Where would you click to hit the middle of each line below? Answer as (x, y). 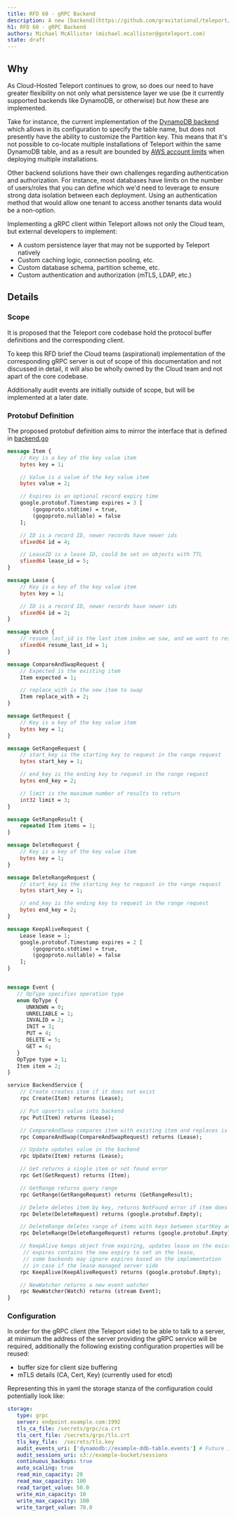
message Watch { (31, 632)
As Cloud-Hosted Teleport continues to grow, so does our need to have (111, 85)
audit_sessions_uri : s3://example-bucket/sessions (92, 1455)
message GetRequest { (39, 716)
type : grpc (33, 1416)
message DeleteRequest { (44, 845)
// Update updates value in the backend (80, 1149)
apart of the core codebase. (48, 376)
